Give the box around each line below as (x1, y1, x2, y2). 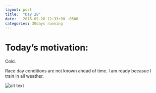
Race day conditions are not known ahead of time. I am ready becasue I (5, 68, 152, 74)
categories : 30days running (5, 21, 63, 26)
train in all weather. (5, 73, 44, 79)
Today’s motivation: (5, 42, 89, 53)
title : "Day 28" (5, 12, 41, 17)
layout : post (5, 7, 32, 12)
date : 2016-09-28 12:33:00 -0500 (5, 16, 79, 21)
